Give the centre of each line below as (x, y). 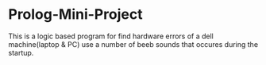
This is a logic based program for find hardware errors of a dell (111, 36)
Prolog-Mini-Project (75, 14)
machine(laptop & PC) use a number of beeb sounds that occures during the (133, 44)
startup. (21, 52)
